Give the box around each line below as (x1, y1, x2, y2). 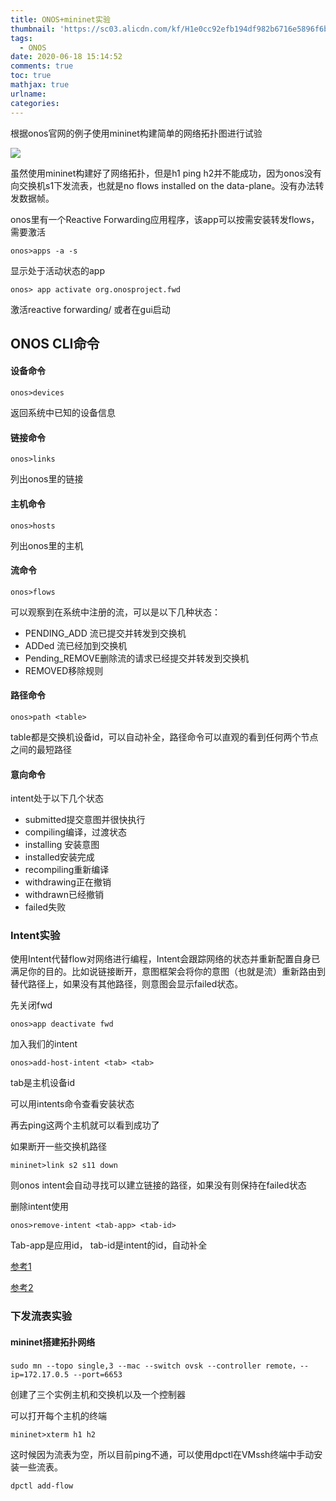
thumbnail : (10, 24, 56, 34)
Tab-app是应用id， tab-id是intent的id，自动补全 (10, 1239, 208, 1251)
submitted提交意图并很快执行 (24, 814, 146, 826)
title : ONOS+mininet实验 (10, 14, 111, 25)
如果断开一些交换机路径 (10, 1141, 107, 1153)
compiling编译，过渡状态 (24, 826, 128, 838)
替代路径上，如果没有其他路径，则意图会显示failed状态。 (10, 978, 244, 990)
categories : (10, 98, 60, 108)
